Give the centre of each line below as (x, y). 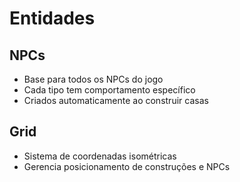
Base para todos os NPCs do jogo (93, 79)
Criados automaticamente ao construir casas (116, 100)
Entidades (52, 18)
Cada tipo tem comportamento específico (109, 90)
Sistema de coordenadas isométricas (100, 156)
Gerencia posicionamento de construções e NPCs (127, 166)
